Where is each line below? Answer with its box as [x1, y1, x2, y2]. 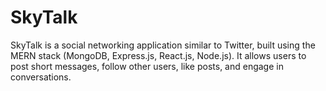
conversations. [10, 71, 72, 83]
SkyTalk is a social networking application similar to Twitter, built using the [10, 39, 316, 51]
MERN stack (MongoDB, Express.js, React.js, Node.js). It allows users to [10, 49, 307, 61]
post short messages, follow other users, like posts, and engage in [10, 60, 284, 72]
